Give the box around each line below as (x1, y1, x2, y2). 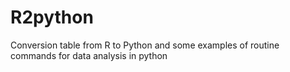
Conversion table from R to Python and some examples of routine (10, 39, 280, 51)
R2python (10, 6, 94, 29)
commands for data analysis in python (10, 49, 168, 61)
